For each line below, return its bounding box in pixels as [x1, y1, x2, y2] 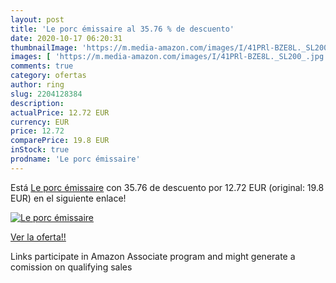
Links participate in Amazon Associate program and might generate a [10, 250, 296, 262]
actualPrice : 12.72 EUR [10, 107, 110, 118]
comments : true [10, 61, 74, 71]
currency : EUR [10, 117, 70, 127]
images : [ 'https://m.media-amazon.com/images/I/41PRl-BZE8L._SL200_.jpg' [10, 52, 329, 62]
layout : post [10, 14, 65, 25]
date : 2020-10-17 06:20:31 [10, 33, 123, 43]
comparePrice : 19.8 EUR [10, 136, 110, 146]
